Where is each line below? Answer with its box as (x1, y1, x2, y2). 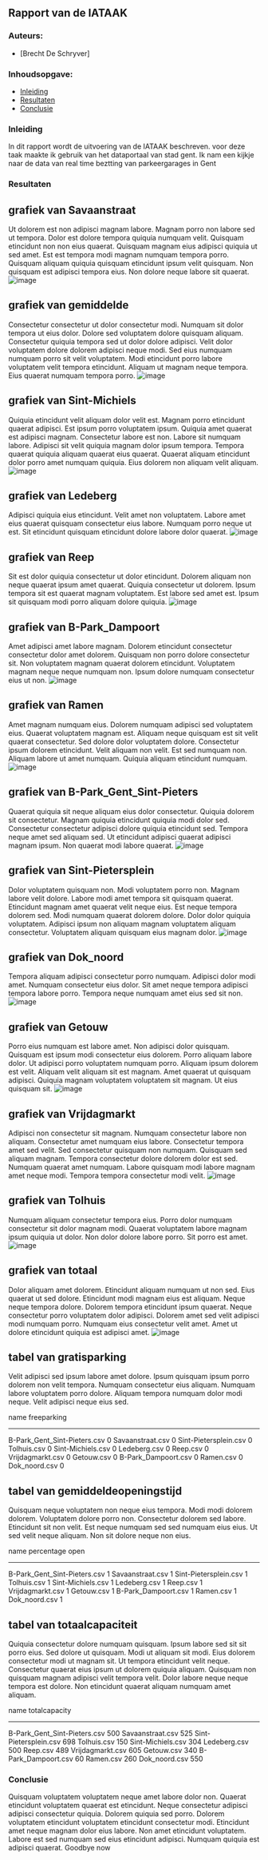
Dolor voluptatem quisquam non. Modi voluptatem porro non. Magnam (8, 884, 240, 894)
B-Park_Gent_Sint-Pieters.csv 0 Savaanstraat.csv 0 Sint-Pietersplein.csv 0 (8, 1436, 253, 1445)
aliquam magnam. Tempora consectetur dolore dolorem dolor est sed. (8, 1154, 238, 1163)
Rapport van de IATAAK (8, 6, 128, 20)
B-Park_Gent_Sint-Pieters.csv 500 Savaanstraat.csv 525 (8, 1729, 193, 1739)
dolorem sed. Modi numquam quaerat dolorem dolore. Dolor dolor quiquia (8, 910, 251, 920)
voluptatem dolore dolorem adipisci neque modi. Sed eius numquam (8, 345, 233, 355)
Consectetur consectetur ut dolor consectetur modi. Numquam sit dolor (8, 320, 244, 329)
